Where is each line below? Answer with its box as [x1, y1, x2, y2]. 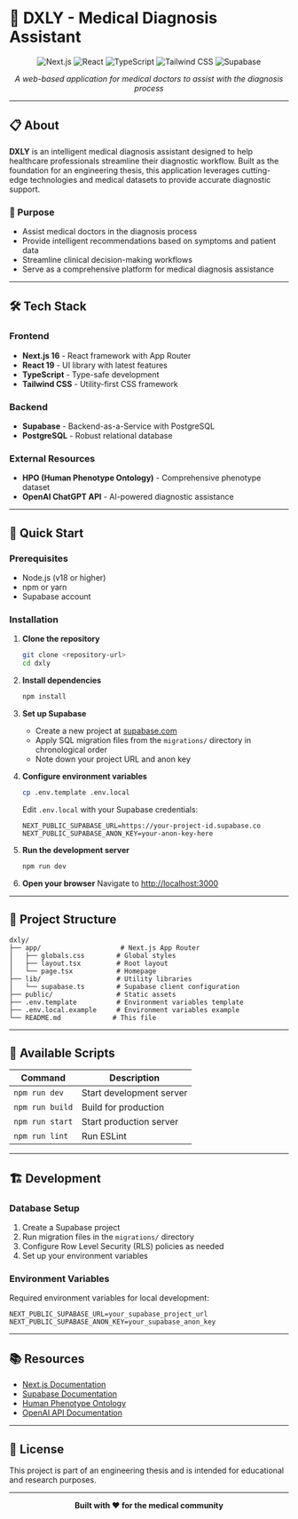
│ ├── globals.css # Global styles [9, 951, 176, 960]
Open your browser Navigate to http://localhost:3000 [21, 878, 219, 889]
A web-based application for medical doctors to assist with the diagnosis [14, 73, 284, 83]
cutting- [241, 164, 271, 176]
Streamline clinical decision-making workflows [21, 255, 193, 265]
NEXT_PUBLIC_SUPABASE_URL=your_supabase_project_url [9, 1309, 208, 1319]
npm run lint [13, 1131, 69, 1142]
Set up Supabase [21, 708, 87, 718]
